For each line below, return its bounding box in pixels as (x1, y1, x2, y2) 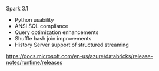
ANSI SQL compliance (14, 23, 69, 29)
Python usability (14, 16, 54, 23)
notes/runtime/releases (6, 59, 63, 66)
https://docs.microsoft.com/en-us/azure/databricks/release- (6, 53, 153, 59)
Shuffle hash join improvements (14, 35, 92, 42)
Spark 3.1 (6, 5, 28, 12)
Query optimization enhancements (14, 29, 99, 36)
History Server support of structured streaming (14, 41, 130, 48)
